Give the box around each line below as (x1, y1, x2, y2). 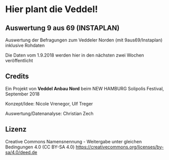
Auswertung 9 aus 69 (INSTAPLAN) (5, 24, 120, 32)
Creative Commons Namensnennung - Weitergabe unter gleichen (5, 138, 142, 144)
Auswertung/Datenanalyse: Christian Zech (5, 110, 94, 117)
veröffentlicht (5, 58, 33, 64)
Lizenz (5, 125, 27, 134)
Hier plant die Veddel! (5, 4, 98, 15)
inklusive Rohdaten (5, 42, 45, 48)
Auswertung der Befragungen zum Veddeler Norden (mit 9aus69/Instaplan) (5, 37, 163, 43)
